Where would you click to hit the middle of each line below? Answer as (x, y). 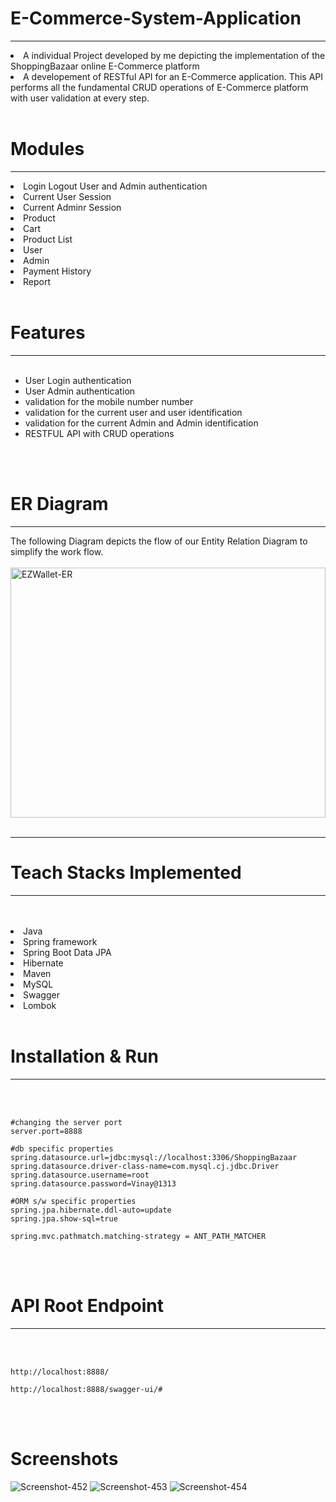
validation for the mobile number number (109, 401)
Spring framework (60, 941)
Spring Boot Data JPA (67, 952)
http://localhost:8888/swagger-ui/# (86, 1389)
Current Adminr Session (72, 207)
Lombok (40, 1005)
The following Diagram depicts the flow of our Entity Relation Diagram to (159, 541)
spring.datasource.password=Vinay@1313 (93, 1183)
